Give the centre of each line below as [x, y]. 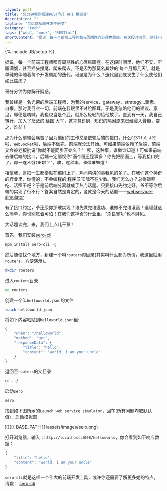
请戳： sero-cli [20, 483]
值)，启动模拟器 [21, 417]
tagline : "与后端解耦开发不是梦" [36, 24]
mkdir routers [20, 270]
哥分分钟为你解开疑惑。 [29, 91]
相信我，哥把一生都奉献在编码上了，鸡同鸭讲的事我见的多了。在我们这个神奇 [83, 173]
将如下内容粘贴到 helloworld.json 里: [42, 320]
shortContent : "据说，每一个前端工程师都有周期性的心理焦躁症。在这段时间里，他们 [81, 38]
